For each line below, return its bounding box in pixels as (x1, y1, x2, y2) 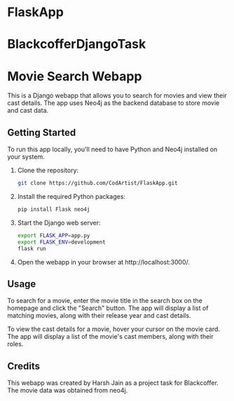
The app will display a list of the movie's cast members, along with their (7, 332, 214, 341)
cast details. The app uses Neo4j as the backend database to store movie (7, 99, 220, 107)
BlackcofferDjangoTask (7, 36, 146, 52)
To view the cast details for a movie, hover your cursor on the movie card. (7, 325, 221, 333)
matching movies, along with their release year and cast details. (7, 311, 191, 320)
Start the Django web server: (17, 218, 101, 227)
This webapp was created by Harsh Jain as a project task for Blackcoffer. (7, 379, 219, 387)
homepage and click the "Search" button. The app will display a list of (7, 304, 209, 312)
